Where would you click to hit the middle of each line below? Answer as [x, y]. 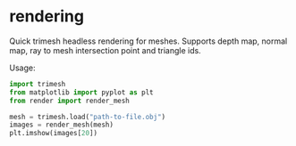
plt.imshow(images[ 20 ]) [54, 134]
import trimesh [38, 84]
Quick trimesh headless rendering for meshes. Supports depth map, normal [148, 41]
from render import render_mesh [69, 101]
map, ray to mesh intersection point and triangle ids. [105, 50]
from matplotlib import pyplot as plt [81, 92]
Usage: [22, 68]
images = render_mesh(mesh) [62, 125]
